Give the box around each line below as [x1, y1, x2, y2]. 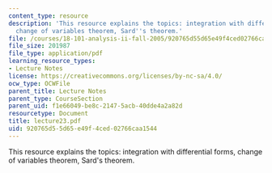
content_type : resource [8, 11, 89, 20]
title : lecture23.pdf [8, 117, 82, 125]
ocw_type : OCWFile [8, 79, 70, 87]
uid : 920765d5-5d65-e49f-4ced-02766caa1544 [8, 124, 158, 133]
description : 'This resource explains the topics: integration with [8, 19, 244, 27]
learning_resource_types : [8, 57, 96, 65]
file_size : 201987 [8, 42, 70, 50]
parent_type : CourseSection [8, 95, 104, 103]
